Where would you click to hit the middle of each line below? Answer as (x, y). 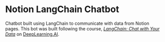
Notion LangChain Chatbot (62, 9)
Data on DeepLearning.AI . (32, 34)
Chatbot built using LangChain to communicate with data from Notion (77, 23)
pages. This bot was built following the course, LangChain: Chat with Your (82, 28)
